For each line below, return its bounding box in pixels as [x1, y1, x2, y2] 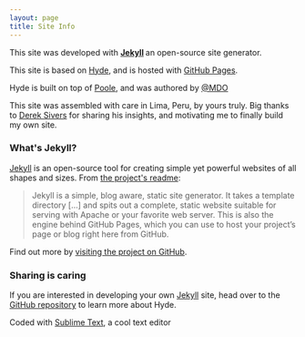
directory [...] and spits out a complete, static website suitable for [31, 199, 277, 210]
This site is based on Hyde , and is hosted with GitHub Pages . [9, 65, 239, 76]
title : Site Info [9, 22, 76, 31]
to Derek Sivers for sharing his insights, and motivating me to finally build [9, 109, 284, 120]
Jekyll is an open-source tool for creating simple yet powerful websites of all [9, 162, 297, 173]
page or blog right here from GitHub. [31, 229, 169, 240]
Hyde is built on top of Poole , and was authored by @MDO [9, 82, 229, 93]
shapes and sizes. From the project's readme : [9, 172, 181, 183]
